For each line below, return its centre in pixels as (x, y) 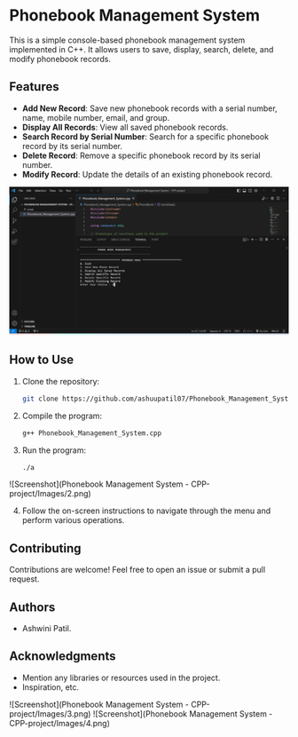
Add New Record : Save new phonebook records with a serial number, (149, 108)
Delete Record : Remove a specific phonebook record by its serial (141, 155)
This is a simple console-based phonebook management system (127, 40)
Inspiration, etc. (51, 687)
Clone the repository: (61, 381)
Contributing (45, 548)
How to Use (42, 360)
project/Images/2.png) (50, 494)
